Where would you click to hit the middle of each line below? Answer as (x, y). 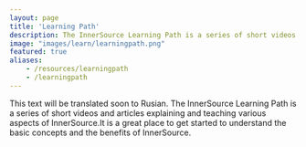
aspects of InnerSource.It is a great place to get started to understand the (148, 122)
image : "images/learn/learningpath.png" (88, 43)
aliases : (26, 60)
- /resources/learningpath (77, 69)
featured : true (38, 52)
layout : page (34, 18)
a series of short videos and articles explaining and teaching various (138, 113)
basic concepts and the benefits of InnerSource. (100, 132)
